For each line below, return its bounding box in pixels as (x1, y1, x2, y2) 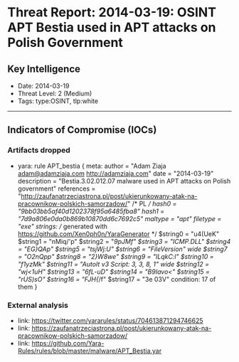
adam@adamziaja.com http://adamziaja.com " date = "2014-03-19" (17, 169, 214, 178)
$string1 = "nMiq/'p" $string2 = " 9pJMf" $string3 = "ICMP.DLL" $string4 (17, 237, 231, 245)
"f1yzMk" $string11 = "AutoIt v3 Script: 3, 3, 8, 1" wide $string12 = (17, 260, 210, 268)
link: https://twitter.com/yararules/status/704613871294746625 (17, 316, 204, 324)
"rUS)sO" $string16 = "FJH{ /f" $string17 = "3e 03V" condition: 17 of (17, 275, 216, 283)
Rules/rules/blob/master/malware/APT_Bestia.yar (17, 346, 162, 355)
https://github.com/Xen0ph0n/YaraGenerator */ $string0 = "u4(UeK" (17, 229, 219, 238)
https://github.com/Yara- (31, 339, 105, 347)
